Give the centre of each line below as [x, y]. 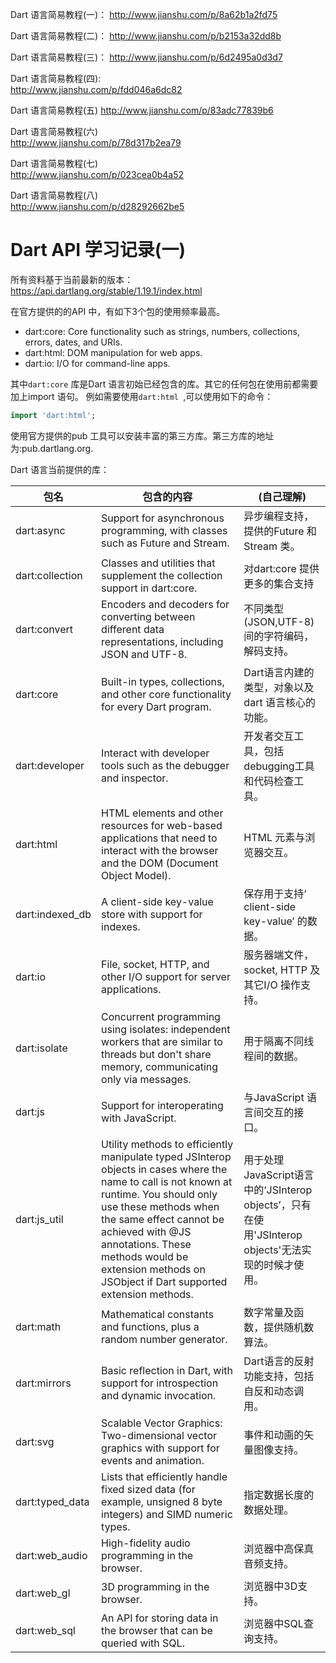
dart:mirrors [43, 1383]
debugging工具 [279, 766]
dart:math [38, 1326]
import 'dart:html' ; [53, 415]
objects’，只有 [277, 1205]
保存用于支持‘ [275, 893]
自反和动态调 [274, 1391]
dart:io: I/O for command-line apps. [97, 363]
